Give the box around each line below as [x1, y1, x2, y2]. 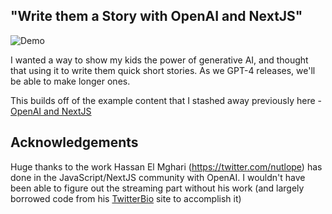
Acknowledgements [10, 134, 139, 151]
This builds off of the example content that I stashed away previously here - [10, 94, 322, 106]
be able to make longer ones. [10, 75, 131, 87]
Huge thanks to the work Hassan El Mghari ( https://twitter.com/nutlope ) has [10, 160, 323, 173]
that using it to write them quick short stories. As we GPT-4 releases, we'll [10, 64, 316, 76]
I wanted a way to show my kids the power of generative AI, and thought [10, 54, 309, 66]
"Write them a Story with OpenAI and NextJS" [10, 8, 303, 25]
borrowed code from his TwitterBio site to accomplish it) [10, 192, 242, 204]
